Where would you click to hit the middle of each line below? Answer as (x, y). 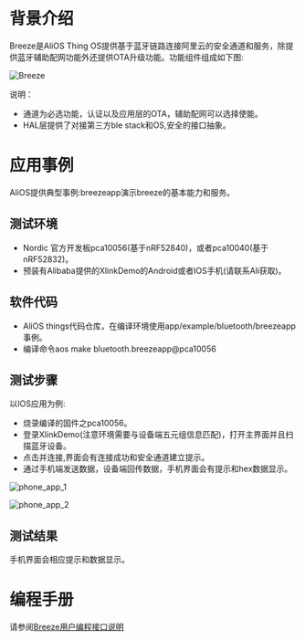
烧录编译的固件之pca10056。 (77, 423)
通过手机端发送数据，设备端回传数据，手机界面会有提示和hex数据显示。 (158, 469)
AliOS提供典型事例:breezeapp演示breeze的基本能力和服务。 (122, 192)
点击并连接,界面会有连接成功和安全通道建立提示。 (116, 457)
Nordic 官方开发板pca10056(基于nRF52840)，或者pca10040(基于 (146, 247)
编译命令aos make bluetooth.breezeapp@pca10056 (119, 349)
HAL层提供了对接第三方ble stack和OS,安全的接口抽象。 (126, 125)
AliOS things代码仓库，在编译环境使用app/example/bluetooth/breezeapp (159, 326)
